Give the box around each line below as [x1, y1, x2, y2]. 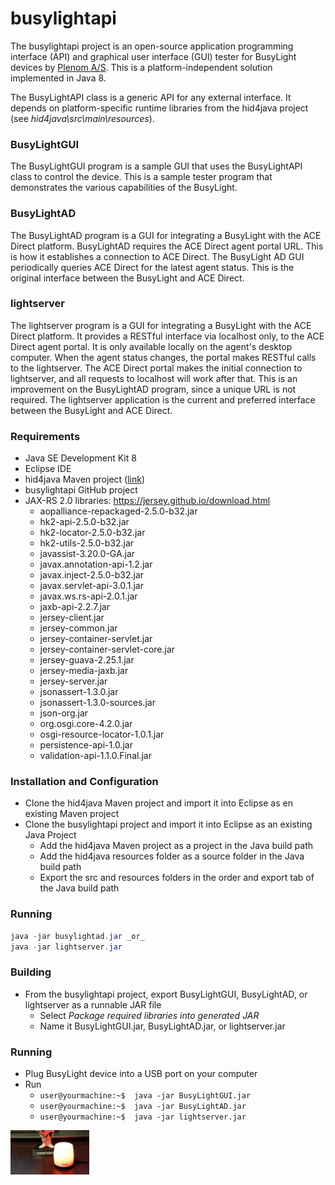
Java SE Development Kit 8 [24, 452, 137, 464]
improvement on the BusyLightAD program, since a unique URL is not [10, 383, 297, 395]
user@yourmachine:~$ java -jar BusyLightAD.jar [39, 1102, 247, 1112]
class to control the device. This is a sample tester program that [10, 171, 273, 183]
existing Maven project [24, 808, 120, 820]
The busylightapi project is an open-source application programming [10, 40, 294, 52]
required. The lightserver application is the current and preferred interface [10, 393, 316, 406]
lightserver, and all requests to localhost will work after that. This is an [10, 372, 298, 384]
